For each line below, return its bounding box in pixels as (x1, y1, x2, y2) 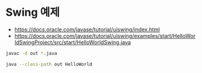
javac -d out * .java (5, 50, 58, 56)
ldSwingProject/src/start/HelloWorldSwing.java (14, 39, 131, 46)
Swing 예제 (5, 5, 60, 19)
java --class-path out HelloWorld (5, 61, 93, 67)
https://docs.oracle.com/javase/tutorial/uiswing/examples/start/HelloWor (14, 32, 196, 39)
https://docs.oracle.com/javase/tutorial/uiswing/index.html (14, 25, 160, 33)
